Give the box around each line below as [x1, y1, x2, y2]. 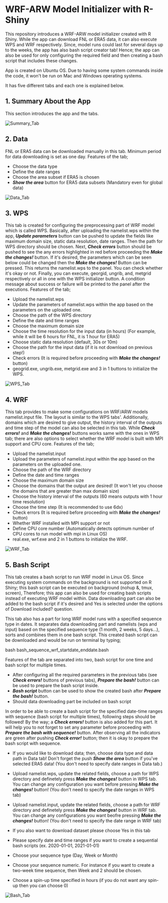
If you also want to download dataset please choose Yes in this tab [12, 827, 150, 834]
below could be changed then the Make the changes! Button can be [5, 260, 147, 266]
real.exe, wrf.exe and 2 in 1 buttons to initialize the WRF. [12, 536, 128, 542]
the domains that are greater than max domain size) [12, 488, 119, 494]
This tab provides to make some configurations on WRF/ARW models [5, 409, 148, 415]
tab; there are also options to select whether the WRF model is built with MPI [5, 435, 163, 441]
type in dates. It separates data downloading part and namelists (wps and [5, 621, 157, 627]
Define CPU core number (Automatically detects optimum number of [12, 525, 154, 532]
